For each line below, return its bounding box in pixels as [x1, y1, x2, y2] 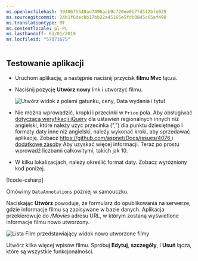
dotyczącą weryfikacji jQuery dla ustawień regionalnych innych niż [14, 115, 180, 122]
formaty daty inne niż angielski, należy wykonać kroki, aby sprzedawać [14, 128, 190, 135]
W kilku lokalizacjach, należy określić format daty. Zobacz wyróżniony [14, 159, 187, 166]
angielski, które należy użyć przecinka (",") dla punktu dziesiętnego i [14, 122, 183, 129]
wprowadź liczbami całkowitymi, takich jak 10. [14, 147, 128, 154]
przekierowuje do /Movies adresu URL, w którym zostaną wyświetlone [6, 212, 179, 219]
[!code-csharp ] [6, 176, 44, 184]
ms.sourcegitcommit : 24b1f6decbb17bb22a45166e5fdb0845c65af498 [6, 14, 167, 20]
